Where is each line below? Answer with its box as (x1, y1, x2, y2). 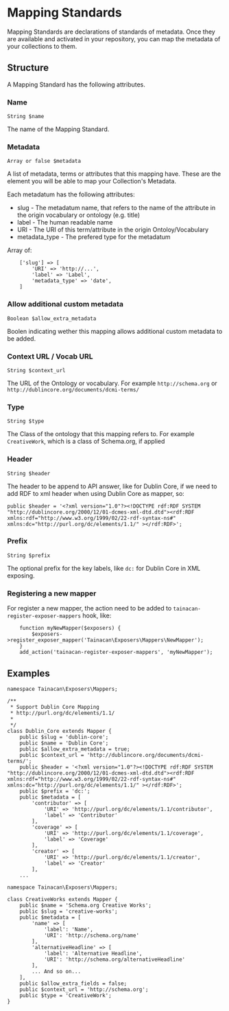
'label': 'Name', (43, 926, 94, 933)
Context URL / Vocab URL (7, 352, 93, 361)
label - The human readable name (16, 218, 113, 227)
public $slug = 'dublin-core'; (19, 734, 109, 740)
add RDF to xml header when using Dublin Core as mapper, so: (7, 489, 185, 497)
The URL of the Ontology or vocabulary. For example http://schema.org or (7, 379, 217, 387)
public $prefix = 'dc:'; (19, 788, 91, 795)
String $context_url (7, 367, 67, 374)
